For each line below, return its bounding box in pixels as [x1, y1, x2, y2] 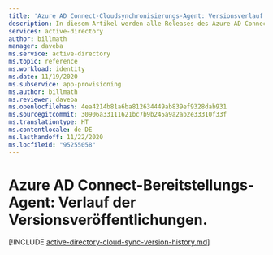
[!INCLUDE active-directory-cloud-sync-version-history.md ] [8, 237, 210, 247]
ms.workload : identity [8, 65, 85, 73]
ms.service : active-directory [8, 50, 111, 58]
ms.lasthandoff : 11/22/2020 [8, 133, 104, 141]
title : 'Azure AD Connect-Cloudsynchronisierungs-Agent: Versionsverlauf [8, 11, 264, 20]
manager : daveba [8, 42, 63, 51]
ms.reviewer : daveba [8, 95, 79, 103]
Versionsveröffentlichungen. [8, 210, 208, 229]
